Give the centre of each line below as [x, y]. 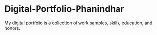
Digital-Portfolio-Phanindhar [64, 9]
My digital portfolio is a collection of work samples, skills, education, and [78, 23]
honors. [13, 28]
